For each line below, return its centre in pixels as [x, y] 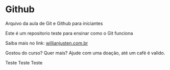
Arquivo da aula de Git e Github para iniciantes [54, 23]
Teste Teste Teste [24, 62]
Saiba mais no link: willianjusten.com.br [47, 43]
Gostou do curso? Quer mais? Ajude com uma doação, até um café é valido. [85, 53]
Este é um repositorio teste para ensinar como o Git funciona [69, 33]
